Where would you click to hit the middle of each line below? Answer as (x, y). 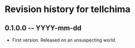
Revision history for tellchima (68, 9)
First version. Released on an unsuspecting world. (64, 40)
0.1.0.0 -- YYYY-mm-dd (43, 28)
